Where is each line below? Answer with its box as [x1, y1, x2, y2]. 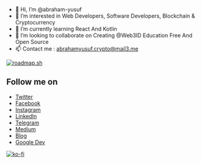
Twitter [15, 93, 34, 100]
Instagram [15, 106, 41, 113]
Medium [15, 125, 37, 132]
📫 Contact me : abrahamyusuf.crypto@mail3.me [15, 45, 139, 52]
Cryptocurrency [15, 19, 56, 26]
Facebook [15, 100, 41, 107]
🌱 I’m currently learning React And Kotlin [15, 25, 117, 32]
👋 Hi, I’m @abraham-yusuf [15, 6, 82, 13]
